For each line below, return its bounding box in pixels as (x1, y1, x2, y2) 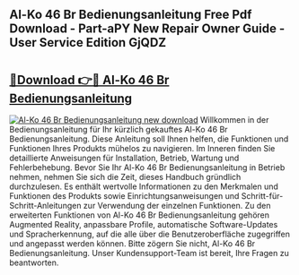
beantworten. (9, 257, 59, 268)
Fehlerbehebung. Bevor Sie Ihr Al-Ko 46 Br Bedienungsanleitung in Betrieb (9, 162, 286, 173)
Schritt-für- (241, 191, 284, 201)
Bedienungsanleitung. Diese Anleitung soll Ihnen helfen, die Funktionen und (9, 133, 289, 144)
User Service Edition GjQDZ (9, 35, 167, 50)
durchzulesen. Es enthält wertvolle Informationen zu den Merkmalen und (9, 181, 278, 192)
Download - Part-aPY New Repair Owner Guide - (9, 21, 286, 37)
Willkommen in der (200, 115, 269, 125)
